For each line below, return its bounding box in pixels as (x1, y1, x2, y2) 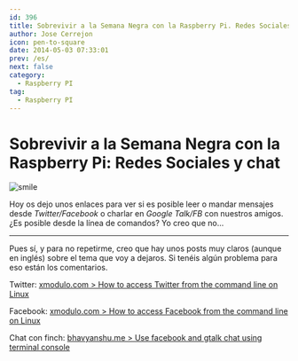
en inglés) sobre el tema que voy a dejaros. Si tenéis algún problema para (9, 253, 278, 263)
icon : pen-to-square (9, 37, 86, 47)
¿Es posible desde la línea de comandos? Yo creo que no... (9, 218, 224, 229)
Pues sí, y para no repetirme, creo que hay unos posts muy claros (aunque (9, 243, 282, 254)
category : (9, 71, 46, 80)
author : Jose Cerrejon (9, 29, 93, 38)
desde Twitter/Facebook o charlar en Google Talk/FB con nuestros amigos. (9, 208, 284, 219)
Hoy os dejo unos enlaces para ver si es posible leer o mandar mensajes (9, 199, 274, 209)
